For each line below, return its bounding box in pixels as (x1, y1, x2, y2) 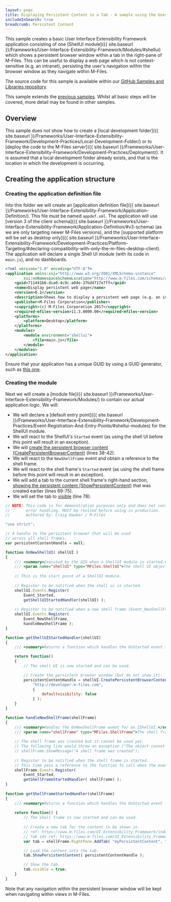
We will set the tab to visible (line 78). (12, 493, 92, 499)
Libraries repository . (5, 84, 47, 90)
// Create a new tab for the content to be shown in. (23, 825, 140, 830)
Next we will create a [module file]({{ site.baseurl (5, 391, 108, 397)
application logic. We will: (5, 402, 59, 408)
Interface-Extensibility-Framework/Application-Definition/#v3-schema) (5, 224, 154, 230)
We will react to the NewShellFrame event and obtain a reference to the (12, 455, 159, 461)
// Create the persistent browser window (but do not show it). (23, 672, 163, 678)
